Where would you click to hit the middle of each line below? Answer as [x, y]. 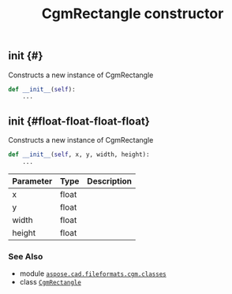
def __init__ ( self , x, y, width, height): [79, 154]
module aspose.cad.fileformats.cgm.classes [93, 274]
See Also [26, 256]
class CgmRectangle [50, 282]
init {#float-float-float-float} [79, 121]
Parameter [32, 180]
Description [109, 180]
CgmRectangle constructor [133, 14]
